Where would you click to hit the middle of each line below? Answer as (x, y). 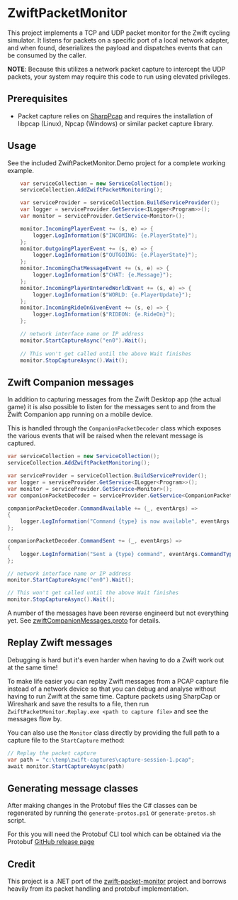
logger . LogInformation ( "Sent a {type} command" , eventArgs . (110, 554)
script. (17, 821)
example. (21, 170)
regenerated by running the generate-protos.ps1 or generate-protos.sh (112, 813)
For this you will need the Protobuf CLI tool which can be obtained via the (114, 834)
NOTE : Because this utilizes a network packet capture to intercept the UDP (117, 69)
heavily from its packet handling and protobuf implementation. (98, 889)
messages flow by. (35, 718)
